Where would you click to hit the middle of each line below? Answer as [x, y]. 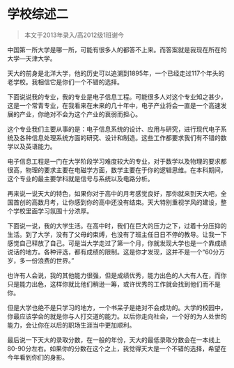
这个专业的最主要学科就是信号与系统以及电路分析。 [80, 178]
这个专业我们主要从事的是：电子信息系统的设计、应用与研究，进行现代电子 [114, 129]
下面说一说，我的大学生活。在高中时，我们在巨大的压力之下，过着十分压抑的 [117, 225]
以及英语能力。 [34, 146]
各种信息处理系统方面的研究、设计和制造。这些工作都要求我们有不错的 [120, 137]
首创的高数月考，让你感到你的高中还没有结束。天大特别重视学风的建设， [117, 202]
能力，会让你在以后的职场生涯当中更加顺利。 [71, 325]
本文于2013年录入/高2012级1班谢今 [74, 35]
